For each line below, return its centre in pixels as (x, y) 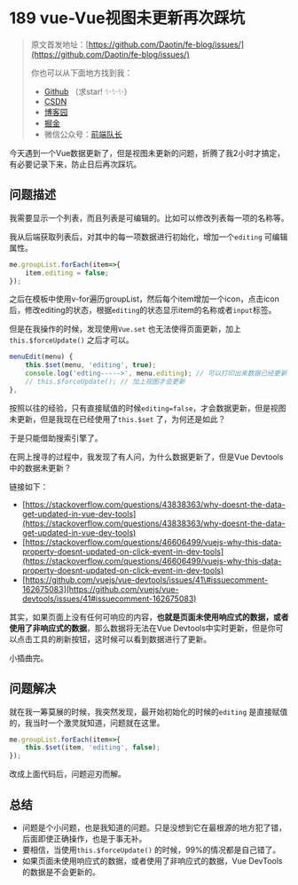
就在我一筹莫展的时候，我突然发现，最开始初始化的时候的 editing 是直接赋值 (149, 711)
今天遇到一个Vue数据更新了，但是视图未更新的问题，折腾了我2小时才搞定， (147, 153)
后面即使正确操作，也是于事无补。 (84, 838)
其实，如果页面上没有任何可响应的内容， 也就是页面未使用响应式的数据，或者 (149, 616)
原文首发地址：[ (59, 44)
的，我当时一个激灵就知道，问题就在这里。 (87, 723)
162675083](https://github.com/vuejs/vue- (100, 589)
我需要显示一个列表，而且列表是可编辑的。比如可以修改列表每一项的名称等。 (149, 217)
